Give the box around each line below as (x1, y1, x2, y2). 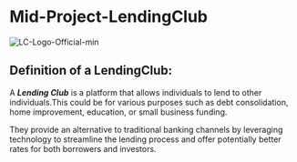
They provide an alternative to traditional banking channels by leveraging (9, 124, 283, 135)
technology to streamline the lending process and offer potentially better (9, 134, 282, 145)
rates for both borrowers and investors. (9, 143, 157, 154)
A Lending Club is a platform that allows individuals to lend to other (9, 86, 262, 97)
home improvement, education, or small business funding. (9, 106, 228, 117)
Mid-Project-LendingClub (9, 6, 208, 27)
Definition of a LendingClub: (9, 63, 173, 78)
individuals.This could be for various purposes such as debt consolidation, (9, 96, 289, 107)
